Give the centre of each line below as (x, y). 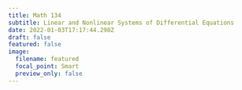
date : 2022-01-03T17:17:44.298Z (61, 30)
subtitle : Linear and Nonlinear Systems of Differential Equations (121, 23)
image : (19, 52)
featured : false (35, 45)
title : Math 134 (35, 15)
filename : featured (47, 59)
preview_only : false (49, 74)
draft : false (30, 37)
